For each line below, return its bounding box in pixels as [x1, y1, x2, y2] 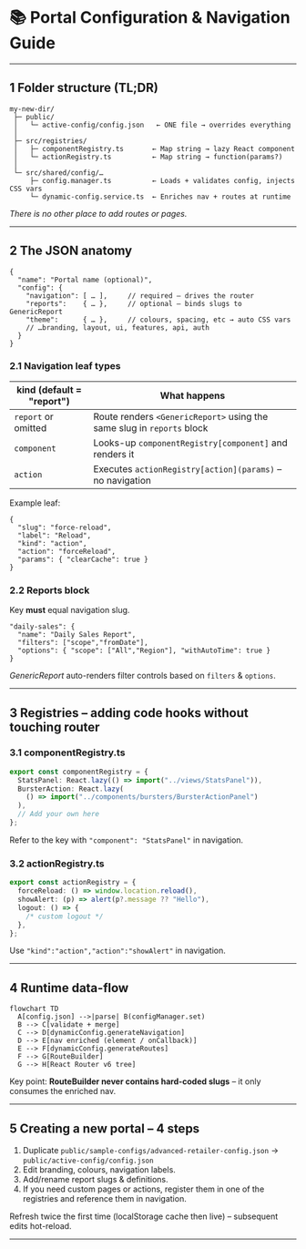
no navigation [93, 474, 152, 486]
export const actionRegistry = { [9, 878, 137, 887]
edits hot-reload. [9, 1221, 72, 1232]
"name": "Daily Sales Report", [17, 630, 137, 640]
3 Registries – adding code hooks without [9, 705, 249, 721]
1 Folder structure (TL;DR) [9, 80, 159, 96]
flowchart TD [9, 1004, 59, 1014]
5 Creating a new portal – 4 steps [9, 1121, 200, 1136]
